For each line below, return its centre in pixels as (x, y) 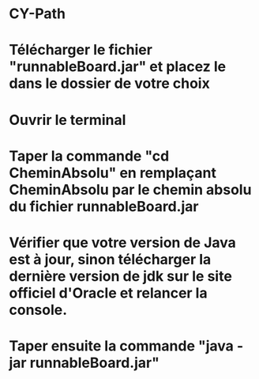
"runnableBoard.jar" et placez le (118, 67)
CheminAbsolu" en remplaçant (113, 173)
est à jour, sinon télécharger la (110, 259)
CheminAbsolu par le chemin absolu (130, 189)
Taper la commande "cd (89, 156)
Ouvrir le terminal (68, 120)
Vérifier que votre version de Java (122, 243)
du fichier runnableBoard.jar (104, 206)
